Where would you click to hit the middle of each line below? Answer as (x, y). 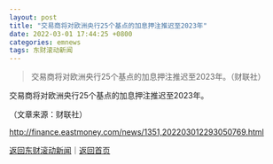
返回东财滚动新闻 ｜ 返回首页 (60, 151)
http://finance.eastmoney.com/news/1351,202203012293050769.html (136, 132)
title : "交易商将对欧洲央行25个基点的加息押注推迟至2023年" (109, 26)
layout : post (33, 17)
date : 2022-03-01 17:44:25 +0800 (71, 34)
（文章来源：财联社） (48, 114)
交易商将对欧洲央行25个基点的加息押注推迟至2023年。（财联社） (148, 77)
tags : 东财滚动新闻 (41, 51)
